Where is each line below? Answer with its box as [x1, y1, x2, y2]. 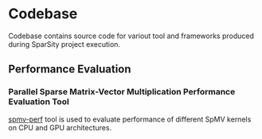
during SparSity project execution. [8, 39, 121, 48]
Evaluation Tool [8, 96, 69, 107]
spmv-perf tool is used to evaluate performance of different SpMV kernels [8, 114, 252, 124]
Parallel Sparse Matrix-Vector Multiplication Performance [8, 87, 236, 98]
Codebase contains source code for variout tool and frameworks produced [8, 31, 255, 41]
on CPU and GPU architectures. [8, 122, 112, 132]
